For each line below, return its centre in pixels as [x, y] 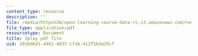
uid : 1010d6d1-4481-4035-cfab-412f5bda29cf [60, 44]
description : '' [26, 17]
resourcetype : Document [35, 33]
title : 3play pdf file [34, 38]
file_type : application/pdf [41, 28]
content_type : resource [35, 11]
